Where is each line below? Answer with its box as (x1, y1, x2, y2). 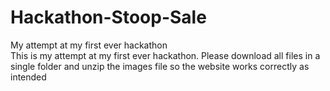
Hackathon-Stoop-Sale (10, 6, 207, 29)
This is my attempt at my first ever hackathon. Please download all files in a (10, 49, 321, 61)
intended (10, 71, 47, 83)
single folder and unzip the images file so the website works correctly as (10, 60, 310, 72)
